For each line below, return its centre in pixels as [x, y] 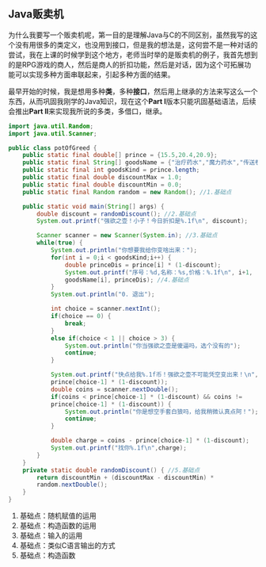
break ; [76, 324]
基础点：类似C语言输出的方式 [68, 546]
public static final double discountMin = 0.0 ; [102, 185]
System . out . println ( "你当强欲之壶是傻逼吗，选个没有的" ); [153, 346]
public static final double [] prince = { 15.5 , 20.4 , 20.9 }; [120, 155]
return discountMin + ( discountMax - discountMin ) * [125, 477]
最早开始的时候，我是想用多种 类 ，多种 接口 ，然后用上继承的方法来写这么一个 [133, 91]
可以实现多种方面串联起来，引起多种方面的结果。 [95, 75]
